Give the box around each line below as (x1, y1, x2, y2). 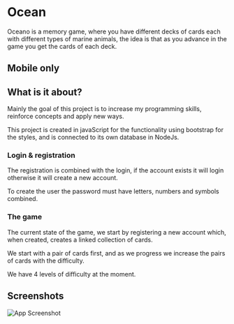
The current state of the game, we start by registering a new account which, (7, 228, 227, 236)
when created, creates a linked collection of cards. (7, 235, 153, 244)
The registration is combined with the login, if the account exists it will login (7, 166, 224, 175)
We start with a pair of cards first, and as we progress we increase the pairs (7, 249, 226, 257)
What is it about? (7, 86, 82, 98)
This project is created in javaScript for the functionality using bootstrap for (7, 126, 224, 134)
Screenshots (7, 290, 64, 302)
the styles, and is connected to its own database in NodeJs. (7, 133, 180, 142)
